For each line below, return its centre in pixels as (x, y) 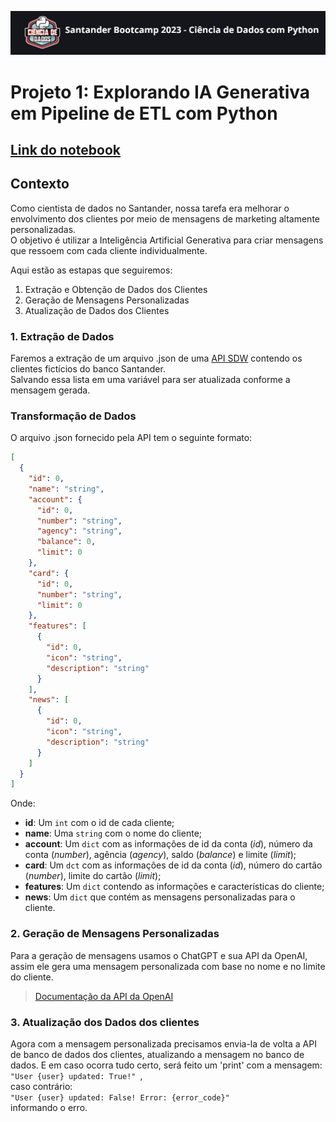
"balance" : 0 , (66, 542)
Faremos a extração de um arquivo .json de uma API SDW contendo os (156, 358)
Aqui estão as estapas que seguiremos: (91, 270)
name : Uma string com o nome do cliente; (113, 833)
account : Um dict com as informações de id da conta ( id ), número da (168, 844)
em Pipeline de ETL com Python (144, 113)
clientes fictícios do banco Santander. (88, 369)
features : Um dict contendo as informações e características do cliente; (174, 887)
